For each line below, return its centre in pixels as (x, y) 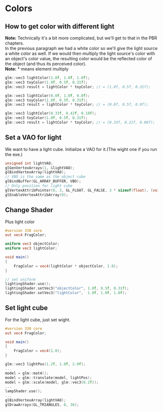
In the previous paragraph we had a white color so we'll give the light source (81, 48)
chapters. (15, 43)
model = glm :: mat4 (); (27, 373)
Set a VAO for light (33, 138)
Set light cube (26, 308)
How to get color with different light (60, 26)
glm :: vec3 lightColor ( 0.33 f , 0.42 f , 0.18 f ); (51, 114)
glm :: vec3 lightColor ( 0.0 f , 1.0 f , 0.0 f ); (48, 96)
